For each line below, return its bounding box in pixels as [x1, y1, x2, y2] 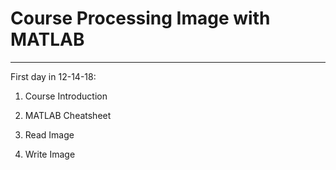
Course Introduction [24, 90, 108, 102]
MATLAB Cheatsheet [24, 109, 112, 121]
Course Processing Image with [10, 7, 271, 30]
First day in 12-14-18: [10, 70, 97, 82]
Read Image [24, 128, 75, 141]
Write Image [24, 148, 76, 160]
